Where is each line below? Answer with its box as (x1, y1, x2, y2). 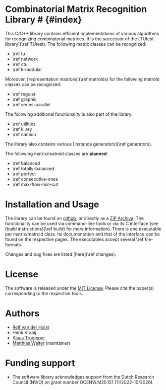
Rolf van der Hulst (12, 324, 50, 330)
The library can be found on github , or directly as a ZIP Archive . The (5, 215, 144, 221)
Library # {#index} (5, 14, 82, 25)
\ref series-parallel (12, 101, 51, 107)
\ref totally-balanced (12, 165, 55, 171)
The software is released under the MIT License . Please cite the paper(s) (5, 285, 154, 291)
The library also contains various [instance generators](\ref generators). (5, 141, 153, 147)
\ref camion (12, 131, 36, 137)
